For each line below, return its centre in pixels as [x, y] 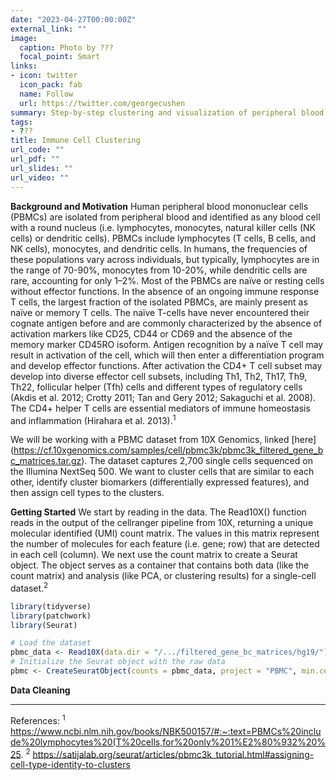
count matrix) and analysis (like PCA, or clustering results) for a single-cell [163, 576]
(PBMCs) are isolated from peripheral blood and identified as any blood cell [165, 217]
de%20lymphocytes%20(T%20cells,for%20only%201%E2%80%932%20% [168, 742]
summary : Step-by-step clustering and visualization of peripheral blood [167, 112]
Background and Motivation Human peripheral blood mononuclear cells [159, 206]
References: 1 [38, 719]
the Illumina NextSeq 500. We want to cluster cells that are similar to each [162, 472]
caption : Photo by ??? [66, 47]
